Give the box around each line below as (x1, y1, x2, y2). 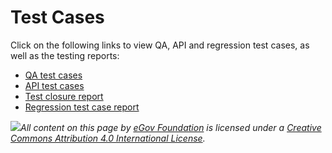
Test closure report (24, 90, 104, 102)
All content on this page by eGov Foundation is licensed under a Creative (20, 121, 322, 133)
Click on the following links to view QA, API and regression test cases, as (10, 39, 310, 51)
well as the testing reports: (10, 49, 120, 61)
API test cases (24, 79, 85, 91)
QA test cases (24, 69, 83, 81)
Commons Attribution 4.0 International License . (10, 132, 206, 144)
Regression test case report (24, 101, 140, 113)
